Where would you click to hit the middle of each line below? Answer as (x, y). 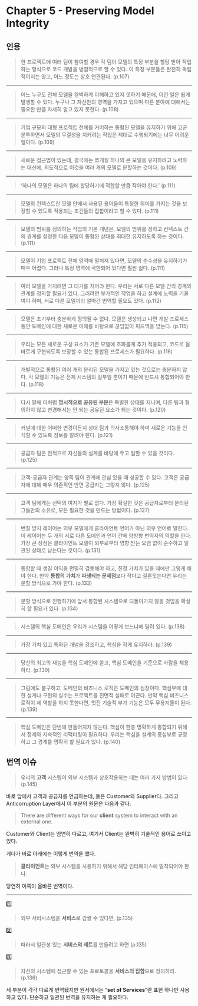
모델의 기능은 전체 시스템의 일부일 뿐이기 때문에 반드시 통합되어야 (109, 377)
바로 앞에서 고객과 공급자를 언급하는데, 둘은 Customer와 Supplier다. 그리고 (92, 796)
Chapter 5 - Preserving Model (80, 11)
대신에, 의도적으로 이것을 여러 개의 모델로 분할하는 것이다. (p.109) (102, 167)
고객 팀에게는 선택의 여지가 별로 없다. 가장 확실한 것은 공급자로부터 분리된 (105, 503)
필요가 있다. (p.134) (56, 608)
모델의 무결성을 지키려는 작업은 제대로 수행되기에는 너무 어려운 (118, 135)
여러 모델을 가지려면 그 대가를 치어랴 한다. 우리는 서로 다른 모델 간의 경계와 (106, 286)
